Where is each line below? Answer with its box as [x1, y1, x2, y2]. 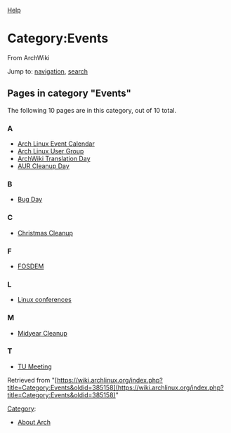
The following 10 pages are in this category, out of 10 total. [7, 106, 177, 114]
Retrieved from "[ [7, 376, 58, 384]
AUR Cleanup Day [17, 162, 70, 170]
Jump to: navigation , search [7, 67, 88, 76]
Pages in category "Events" [7, 88, 132, 99]
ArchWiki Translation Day [17, 154, 91, 163]
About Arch [17, 418, 51, 426]
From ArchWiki [7, 53, 51, 62]
